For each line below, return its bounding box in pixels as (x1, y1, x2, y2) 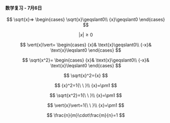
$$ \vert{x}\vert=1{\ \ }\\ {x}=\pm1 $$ (47, 102, 125, 109)
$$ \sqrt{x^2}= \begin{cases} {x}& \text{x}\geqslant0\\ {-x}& (22, 57, 150, 64)
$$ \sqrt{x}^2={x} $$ (63, 72, 108, 79)
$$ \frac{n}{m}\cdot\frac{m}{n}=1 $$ (46, 112, 125, 118)
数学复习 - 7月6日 (5, 5, 42, 11)
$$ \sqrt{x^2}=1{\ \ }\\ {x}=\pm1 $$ (49, 92, 123, 98)
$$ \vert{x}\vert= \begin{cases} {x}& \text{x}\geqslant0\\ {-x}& (20, 42, 152, 48)
